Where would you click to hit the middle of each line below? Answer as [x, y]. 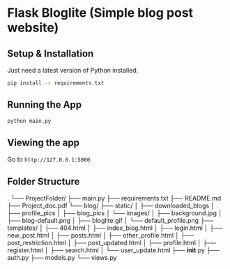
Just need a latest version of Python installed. [73, 70]
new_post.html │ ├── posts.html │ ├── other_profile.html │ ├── [100, 235]
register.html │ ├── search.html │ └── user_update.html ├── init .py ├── [114, 250]
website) [33, 28]
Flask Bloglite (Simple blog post [100, 13]
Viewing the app [44, 142]
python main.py [29, 121]
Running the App [45, 105]
